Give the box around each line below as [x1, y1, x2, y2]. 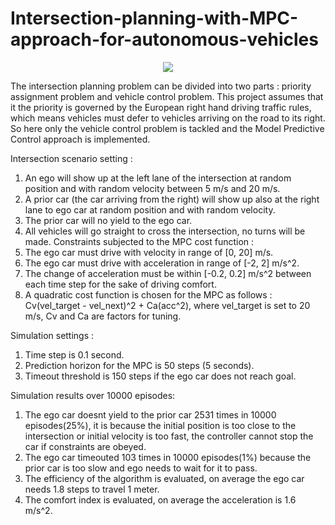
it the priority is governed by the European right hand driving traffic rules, [10, 101, 312, 113]
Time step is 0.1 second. [24, 348, 125, 361]
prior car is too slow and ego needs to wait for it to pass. [24, 462, 258, 474]
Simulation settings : [10, 329, 95, 341]
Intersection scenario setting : [10, 152, 133, 164]
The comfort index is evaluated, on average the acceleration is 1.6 [24, 493, 297, 506]
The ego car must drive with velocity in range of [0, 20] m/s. [24, 246, 274, 258]
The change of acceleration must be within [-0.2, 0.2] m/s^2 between [24, 267, 312, 279]
